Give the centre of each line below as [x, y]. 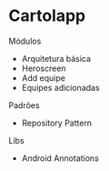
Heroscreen [44, 68]
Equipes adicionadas [61, 87]
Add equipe [43, 77]
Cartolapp [47, 16]
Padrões [24, 105]
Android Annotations [60, 158]
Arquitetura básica [56, 58]
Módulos [25, 41]
